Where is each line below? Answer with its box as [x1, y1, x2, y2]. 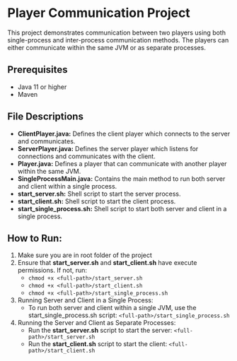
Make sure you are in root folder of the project [17, 251, 152, 259]
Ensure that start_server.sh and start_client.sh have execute [17, 259, 197, 267]
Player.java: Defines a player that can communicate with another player [17, 159, 228, 167]
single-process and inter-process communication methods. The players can [7, 35, 229, 44]
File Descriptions [7, 111, 83, 123]
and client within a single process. [17, 182, 117, 190]
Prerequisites [7, 64, 68, 76]
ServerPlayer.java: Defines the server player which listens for [17, 144, 199, 153]
